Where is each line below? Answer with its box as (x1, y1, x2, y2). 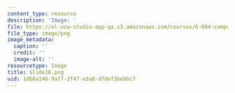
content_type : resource (7, 10, 77, 17)
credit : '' (13, 50, 45, 57)
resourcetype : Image (7, 62, 68, 69)
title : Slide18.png (7, 69, 64, 76)
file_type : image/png (7, 29, 71, 37)
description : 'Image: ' (7, 17, 77, 24)
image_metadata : (7, 36, 55, 43)
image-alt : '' (13, 56, 55, 63)
